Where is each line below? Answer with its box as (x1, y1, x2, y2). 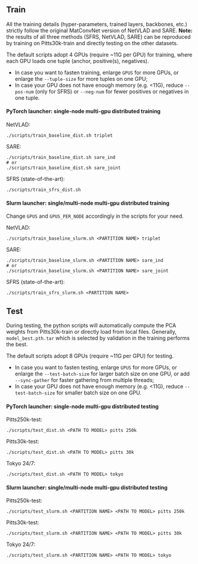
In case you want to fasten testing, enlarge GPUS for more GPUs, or (14, 364, 177, 371)
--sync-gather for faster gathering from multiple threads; (14, 377, 155, 384)
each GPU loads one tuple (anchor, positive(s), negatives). (6, 57, 149, 64)
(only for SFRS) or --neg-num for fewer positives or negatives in (34, 87, 189, 95)
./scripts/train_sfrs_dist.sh (6, 187, 81, 193)
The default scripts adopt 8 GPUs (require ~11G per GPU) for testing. (6, 352, 174, 359)
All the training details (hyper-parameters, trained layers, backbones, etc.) (6, 20, 187, 27)
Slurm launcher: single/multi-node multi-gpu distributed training (6, 199, 169, 206)
